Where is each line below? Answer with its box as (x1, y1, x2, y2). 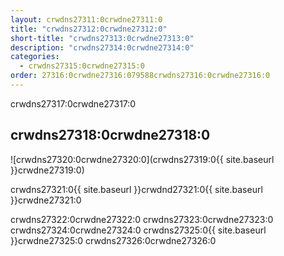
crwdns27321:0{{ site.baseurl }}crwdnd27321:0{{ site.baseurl (10, 183, 263, 195)
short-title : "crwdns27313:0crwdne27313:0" (10, 33, 195, 43)
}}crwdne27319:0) (10, 164, 85, 176)
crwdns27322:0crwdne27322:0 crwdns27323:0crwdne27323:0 (10, 213, 274, 225)
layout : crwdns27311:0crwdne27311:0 (10, 14, 163, 25)
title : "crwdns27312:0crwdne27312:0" (10, 24, 168, 34)
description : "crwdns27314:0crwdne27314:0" (10, 42, 195, 53)
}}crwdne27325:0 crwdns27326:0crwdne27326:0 (10, 234, 217, 246)
